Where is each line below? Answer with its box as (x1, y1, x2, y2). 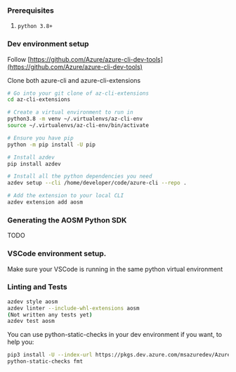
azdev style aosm (7, 298, 58, 305)
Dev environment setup (7, 39, 89, 49)
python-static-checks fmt (7, 358, 83, 365)
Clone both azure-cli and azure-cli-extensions (7, 76, 141, 84)
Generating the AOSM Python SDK (7, 215, 127, 225)
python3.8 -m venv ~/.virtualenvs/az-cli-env (7, 115, 143, 123)
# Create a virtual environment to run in (7, 109, 133, 116)
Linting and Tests (7, 282, 68, 292)
